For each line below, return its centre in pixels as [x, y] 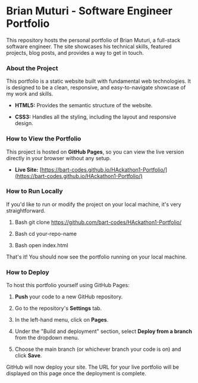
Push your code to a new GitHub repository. [69, 297]
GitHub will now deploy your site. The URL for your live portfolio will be [93, 367]
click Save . [28, 356]
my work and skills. [30, 94]
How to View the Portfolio [44, 139]
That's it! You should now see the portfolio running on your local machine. [97, 257]
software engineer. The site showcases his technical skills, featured [89, 46]
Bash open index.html [41, 245]
